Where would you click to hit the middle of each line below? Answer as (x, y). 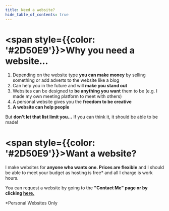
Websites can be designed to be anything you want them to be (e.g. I (85, 91)
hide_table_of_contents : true (37, 15)
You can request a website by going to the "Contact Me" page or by (76, 188)
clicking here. (20, 193)
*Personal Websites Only (32, 203)
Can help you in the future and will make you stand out (70, 86)
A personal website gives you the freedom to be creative (72, 102)
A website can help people (41, 107)
